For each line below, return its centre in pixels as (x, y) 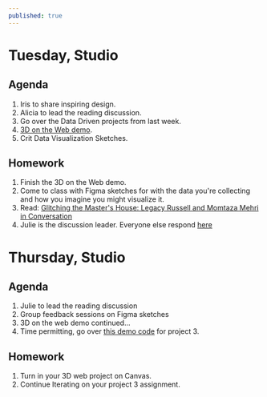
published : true (35, 16)
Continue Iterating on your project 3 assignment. (100, 384)
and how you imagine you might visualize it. (92, 199)
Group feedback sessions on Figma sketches (95, 315)
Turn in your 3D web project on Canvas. (86, 376)
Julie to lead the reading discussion (79, 306)
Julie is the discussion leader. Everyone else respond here (116, 225)
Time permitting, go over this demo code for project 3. (109, 331)
